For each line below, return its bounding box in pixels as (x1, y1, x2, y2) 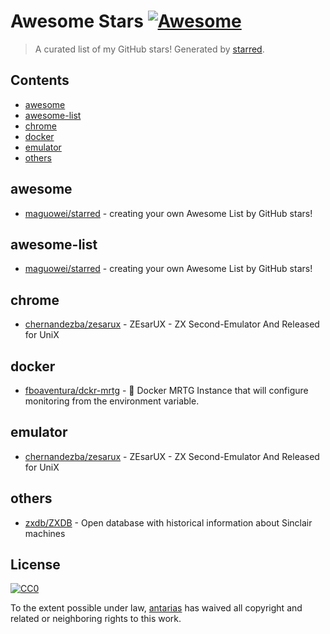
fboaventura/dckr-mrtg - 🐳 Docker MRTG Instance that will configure (24, 385, 309, 396)
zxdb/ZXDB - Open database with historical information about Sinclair (24, 516, 313, 529)
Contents (10, 72, 70, 89)
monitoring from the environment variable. (24, 395, 200, 407)
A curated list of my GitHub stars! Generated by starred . (34, 43, 265, 55)
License (10, 556, 61, 574)
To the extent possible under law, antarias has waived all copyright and (10, 602, 303, 614)
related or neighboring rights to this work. (10, 613, 182, 625)
